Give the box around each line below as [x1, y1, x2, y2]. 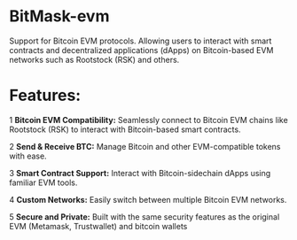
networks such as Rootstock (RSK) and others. [9, 54, 180, 65]
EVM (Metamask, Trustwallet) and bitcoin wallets [9, 221, 188, 231]
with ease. [9, 151, 47, 161]
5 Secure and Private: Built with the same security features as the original [9, 211, 280, 222]
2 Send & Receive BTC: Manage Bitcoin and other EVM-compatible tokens [9, 141, 281, 151]
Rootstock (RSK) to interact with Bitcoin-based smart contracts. [9, 124, 241, 135]
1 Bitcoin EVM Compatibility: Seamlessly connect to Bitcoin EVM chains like [9, 114, 288, 125]
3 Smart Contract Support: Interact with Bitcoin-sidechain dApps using [9, 167, 271, 178]
